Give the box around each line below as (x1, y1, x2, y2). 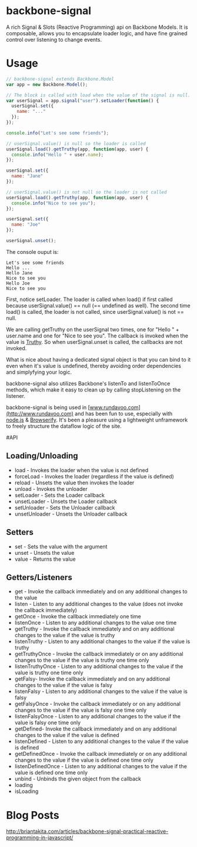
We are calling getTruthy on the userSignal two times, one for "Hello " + (6, 326, 179, 333)
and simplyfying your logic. (6, 369, 72, 376)
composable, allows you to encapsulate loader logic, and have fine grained (6, 29, 188, 36)
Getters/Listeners (6, 572, 72, 582)
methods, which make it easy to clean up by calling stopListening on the (6, 386, 181, 393)
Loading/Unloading (6, 451, 78, 461)
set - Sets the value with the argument (14, 543, 108, 550)
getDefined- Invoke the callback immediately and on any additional (14, 725, 177, 732)
